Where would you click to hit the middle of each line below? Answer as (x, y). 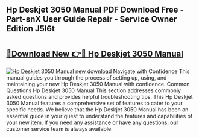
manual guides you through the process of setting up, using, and (87, 77)
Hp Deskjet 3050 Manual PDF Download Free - (95, 10)
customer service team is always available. (59, 129)
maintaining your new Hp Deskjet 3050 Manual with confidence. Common (98, 84)
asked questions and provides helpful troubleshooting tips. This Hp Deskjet (99, 97)
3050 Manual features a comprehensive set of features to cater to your (94, 103)
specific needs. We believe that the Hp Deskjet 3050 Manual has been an (97, 110)
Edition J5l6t (31, 29)
